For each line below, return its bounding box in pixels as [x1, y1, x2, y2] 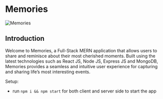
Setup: [5, 78, 19, 84]
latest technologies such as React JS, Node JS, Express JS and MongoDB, [5, 58, 159, 64]
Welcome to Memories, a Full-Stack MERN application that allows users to [5, 47, 158, 53]
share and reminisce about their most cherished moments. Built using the [5, 53, 156, 59]
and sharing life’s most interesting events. [5, 69, 91, 75]
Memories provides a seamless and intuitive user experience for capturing [5, 63, 158, 69]
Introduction [5, 34, 45, 43]
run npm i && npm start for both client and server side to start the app [12, 88, 157, 94]
